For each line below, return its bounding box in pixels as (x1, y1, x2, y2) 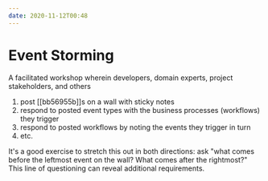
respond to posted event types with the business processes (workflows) (19, 105, 260, 115)
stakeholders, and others (8, 81, 91, 90)
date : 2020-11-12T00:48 (8, 11, 89, 20)
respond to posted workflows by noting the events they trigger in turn (19, 122, 251, 132)
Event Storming (8, 46, 114, 64)
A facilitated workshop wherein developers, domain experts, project (8, 73, 233, 82)
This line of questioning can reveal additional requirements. (8, 163, 205, 173)
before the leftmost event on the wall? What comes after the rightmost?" (8, 155, 248, 164)
